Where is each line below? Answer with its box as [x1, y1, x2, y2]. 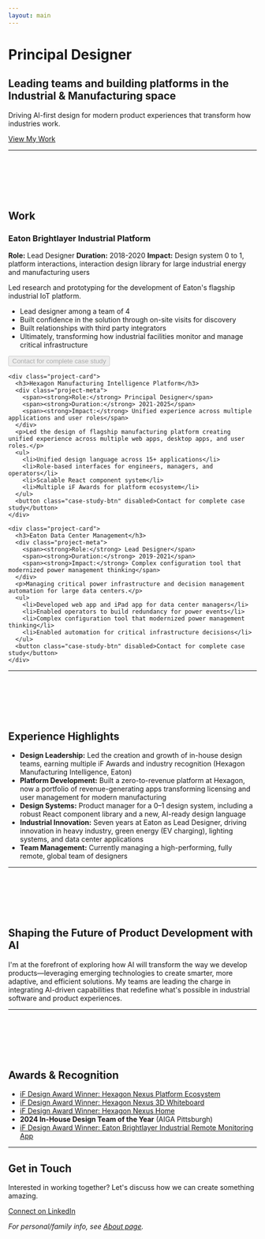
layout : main [8, 11, 51, 20]
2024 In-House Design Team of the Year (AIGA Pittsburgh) [19, 1115, 213, 1124]
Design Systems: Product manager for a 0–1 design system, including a [19, 801, 254, 811]
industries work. [8, 119, 61, 128]
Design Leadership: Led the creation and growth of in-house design [19, 751, 243, 760]
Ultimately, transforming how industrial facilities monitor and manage [19, 331, 244, 341]
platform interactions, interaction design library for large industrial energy [8, 258, 247, 269]
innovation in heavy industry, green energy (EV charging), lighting [19, 827, 233, 836]
